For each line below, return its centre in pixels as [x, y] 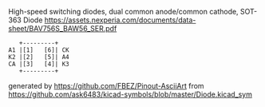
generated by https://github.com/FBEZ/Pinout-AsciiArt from [107, 86]
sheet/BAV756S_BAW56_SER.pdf [63, 28]
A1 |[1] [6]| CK [39, 50]
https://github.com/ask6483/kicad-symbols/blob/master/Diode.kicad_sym [131, 94]
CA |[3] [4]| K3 [39, 64]
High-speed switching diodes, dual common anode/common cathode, [123, 12]
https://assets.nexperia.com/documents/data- [120, 20]
